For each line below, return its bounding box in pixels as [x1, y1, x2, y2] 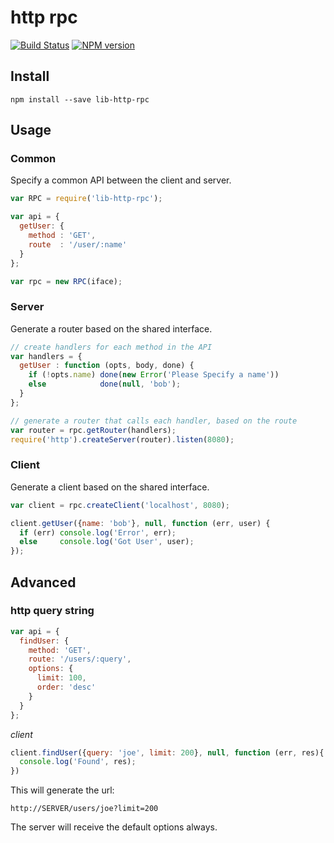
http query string [10, 604, 95, 618]
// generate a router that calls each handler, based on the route [10, 416, 298, 426]
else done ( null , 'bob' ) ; [28, 379, 182, 390]
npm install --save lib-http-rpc [10, 94, 150, 105]
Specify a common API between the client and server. [10, 174, 232, 186]
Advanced [10, 574, 77, 591]
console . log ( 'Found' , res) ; [19, 757, 137, 767]
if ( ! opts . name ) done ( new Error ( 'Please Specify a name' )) [28, 370, 280, 380]
